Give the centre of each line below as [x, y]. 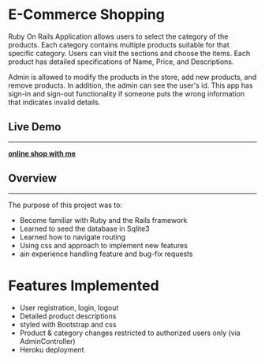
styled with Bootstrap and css [68, 324]
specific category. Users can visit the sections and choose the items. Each [129, 53]
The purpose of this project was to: [65, 205]
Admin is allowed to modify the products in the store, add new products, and [132, 77]
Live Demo [35, 127]
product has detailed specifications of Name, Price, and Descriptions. [121, 62]
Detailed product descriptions [68, 316]
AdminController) [48, 341]
